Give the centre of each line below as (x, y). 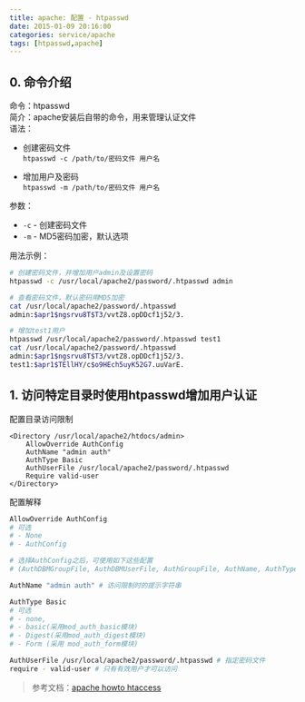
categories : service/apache (63, 35)
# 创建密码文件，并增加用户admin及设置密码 (81, 273)
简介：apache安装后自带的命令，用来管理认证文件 (103, 117)
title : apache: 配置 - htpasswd (69, 18)
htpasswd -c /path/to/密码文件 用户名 (91, 159)
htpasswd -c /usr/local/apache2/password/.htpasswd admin (121, 281)
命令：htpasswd (39, 106)
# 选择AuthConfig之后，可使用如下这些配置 (81, 561)
